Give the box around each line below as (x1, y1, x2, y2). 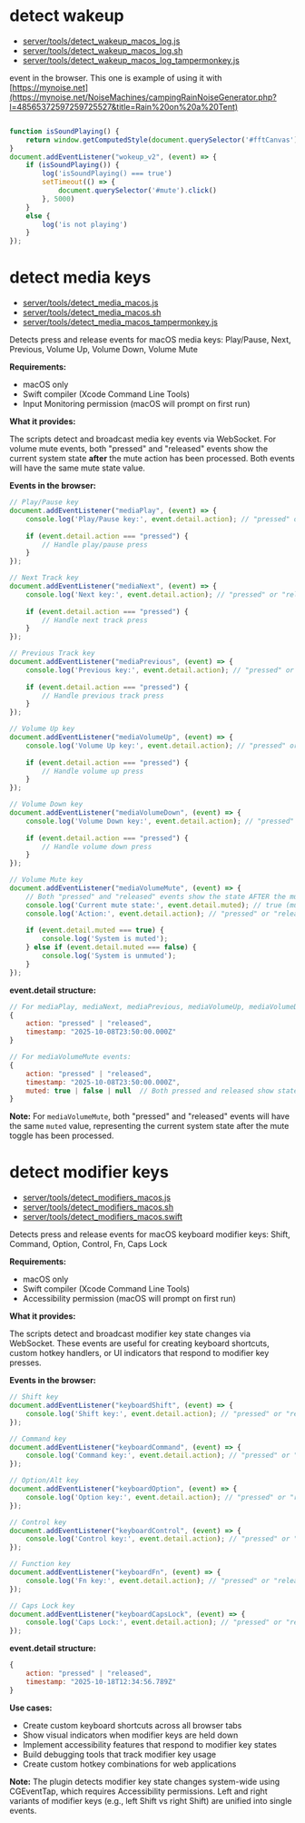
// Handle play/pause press (42, 540, 148, 550)
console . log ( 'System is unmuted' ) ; (42, 951, 177, 960)
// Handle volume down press (42, 842, 152, 851)
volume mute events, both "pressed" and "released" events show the (9, 443, 269, 454)
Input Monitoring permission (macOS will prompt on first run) (22, 399, 251, 410)
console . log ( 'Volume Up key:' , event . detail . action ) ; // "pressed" (25, 741, 286, 750)
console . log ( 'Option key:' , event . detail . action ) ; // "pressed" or (25, 1492, 286, 1501)
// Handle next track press (42, 615, 148, 625)
